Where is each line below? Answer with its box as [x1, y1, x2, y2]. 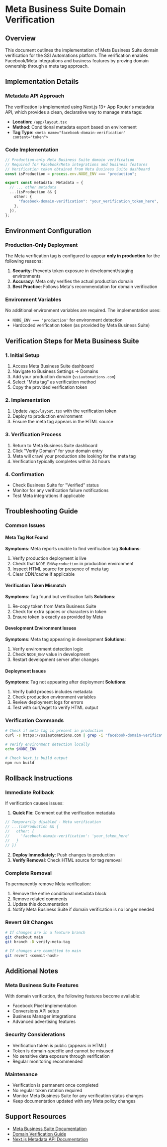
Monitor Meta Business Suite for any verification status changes [12, 1093, 144, 1099]
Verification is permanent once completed [12, 1082, 98, 1088]
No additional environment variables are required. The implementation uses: [5, 308, 161, 314]
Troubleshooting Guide [5, 507, 78, 515]
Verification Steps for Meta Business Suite [5, 336, 139, 345]
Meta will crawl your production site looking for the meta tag [12, 453, 136, 459]
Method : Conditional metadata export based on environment [12, 124, 137, 130]
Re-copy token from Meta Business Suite [12, 603, 96, 609]
